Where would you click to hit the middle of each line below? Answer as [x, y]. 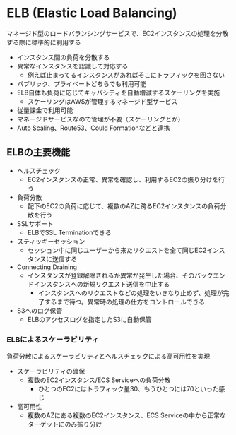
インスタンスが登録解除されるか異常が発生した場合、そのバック [120, 275]
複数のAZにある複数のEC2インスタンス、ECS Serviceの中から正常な [127, 415]
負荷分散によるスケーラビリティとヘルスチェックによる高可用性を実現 [108, 356]
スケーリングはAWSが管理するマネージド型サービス [102, 101]
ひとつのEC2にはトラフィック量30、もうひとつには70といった [128, 389]
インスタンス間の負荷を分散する [63, 57]
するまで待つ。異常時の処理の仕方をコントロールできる [125, 302]
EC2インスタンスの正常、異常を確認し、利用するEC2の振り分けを [123, 179]
